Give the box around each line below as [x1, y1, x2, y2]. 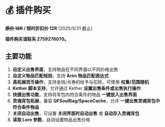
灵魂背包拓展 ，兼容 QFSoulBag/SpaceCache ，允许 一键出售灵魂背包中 [12, 97, 160, 103]
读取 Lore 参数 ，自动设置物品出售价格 [12, 116, 90, 122]
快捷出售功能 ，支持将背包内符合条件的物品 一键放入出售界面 [12, 91, 137, 97]
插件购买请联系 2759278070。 [5, 36, 69, 42]
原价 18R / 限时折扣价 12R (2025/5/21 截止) [5, 25, 93, 31]
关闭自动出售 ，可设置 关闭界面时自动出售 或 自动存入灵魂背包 [12, 110, 139, 116]
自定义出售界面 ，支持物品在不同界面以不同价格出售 [12, 66, 118, 72]
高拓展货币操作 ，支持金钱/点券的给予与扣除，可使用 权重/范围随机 [12, 79, 149, 85]
